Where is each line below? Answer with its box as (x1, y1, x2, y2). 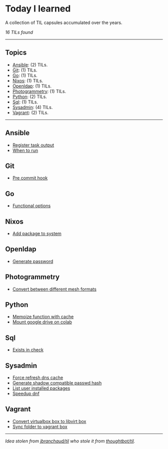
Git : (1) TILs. (12, 67, 37, 73)
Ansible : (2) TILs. (12, 61, 48, 67)
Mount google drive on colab (12, 319, 72, 325)
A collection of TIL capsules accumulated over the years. (5, 19, 122, 25)
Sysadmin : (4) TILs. (12, 104, 53, 110)
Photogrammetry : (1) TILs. (12, 88, 66, 94)
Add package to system (12, 230, 61, 236)
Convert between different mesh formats (12, 286, 96, 292)
